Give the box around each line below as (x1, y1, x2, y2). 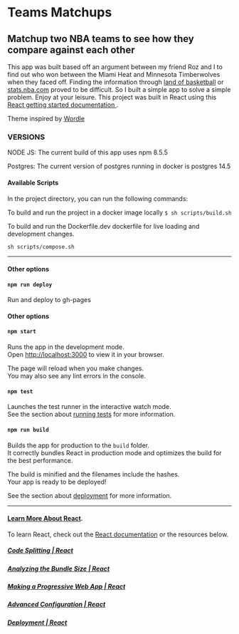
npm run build (7, 426, 50, 433)
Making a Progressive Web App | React (7, 582, 126, 591)
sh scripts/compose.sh (7, 243, 75, 250)
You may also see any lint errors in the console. (7, 372, 146, 380)
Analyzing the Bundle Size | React (7, 564, 110, 573)
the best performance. (7, 456, 73, 464)
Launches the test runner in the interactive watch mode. (7, 402, 172, 411)
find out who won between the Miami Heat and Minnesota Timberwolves (7, 71, 221, 78)
